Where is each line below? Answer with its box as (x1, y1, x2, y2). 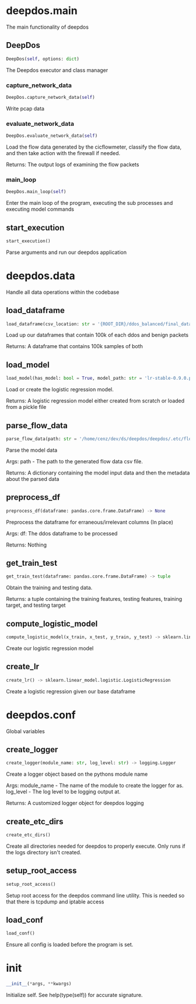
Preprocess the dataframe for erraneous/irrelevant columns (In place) (6, 518, 174, 525)
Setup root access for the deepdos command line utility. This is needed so (6, 892, 185, 899)
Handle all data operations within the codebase (6, 288, 120, 295)
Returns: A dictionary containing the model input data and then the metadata (6, 469, 190, 476)
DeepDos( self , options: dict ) (6, 56, 80, 62)
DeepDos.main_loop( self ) (6, 189, 66, 195)
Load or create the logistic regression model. (6, 386, 114, 393)
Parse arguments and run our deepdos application (6, 249, 127, 256)
